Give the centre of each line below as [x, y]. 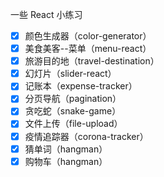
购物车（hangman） [66, 161]
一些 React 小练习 [46, 14]
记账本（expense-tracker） [81, 86]
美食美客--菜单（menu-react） [88, 49]
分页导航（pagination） [73, 99]
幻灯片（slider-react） [70, 74]
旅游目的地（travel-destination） [92, 61]
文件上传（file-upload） [73, 124]
